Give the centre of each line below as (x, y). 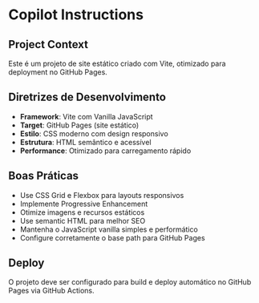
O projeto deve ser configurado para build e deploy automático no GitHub (130, 282)
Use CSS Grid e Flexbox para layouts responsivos (102, 195)
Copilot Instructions (76, 15)
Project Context (48, 44)
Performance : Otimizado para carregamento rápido (105, 151)
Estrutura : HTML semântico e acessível (85, 142)
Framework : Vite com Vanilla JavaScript (87, 116)
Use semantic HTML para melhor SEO (83, 220)
